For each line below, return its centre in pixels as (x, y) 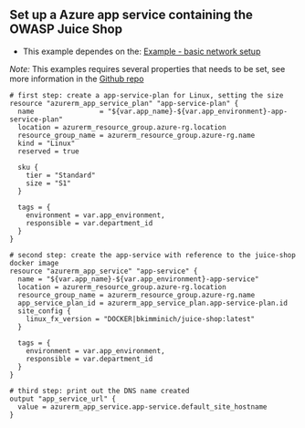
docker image (34, 263)
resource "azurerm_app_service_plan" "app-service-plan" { (124, 103)
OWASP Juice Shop (66, 30)
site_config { (44, 311)
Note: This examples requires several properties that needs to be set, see (147, 68)
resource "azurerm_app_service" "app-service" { (104, 271)
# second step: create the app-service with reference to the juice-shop (153, 255)
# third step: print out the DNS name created (100, 391)
